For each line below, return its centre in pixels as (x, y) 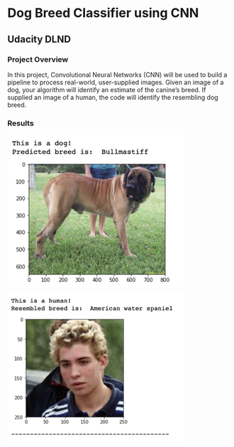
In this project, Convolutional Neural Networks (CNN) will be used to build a (117, 74)
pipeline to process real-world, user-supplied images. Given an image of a (116, 82)
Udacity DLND (39, 39)
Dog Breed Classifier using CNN (103, 13)
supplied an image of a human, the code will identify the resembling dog (113, 97)
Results (21, 123)
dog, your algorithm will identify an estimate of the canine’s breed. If (107, 89)
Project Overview (38, 60)
